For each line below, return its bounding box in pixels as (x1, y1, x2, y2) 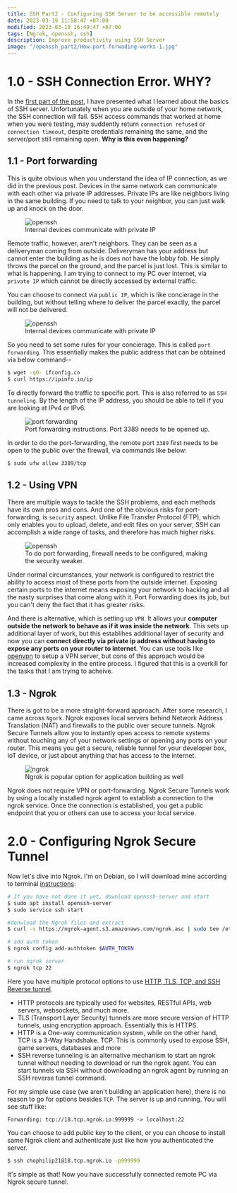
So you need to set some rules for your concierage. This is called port (7, 340, 211, 349)
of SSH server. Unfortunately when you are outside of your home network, (7, 104, 224, 113)
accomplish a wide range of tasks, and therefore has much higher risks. (7, 528, 216, 536)
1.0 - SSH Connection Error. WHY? (7, 74, 212, 90)
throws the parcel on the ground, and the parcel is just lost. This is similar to (7, 261, 228, 270)
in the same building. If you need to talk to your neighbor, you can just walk (7, 196, 226, 205)
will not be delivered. (7, 305, 68, 313)
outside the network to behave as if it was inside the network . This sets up (7, 622, 229, 630)
